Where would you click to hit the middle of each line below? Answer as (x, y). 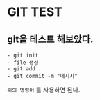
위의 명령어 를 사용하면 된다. (44, 90)
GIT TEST (35, 12)
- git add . (24, 69)
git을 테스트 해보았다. (50, 39)
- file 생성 (23, 63)
